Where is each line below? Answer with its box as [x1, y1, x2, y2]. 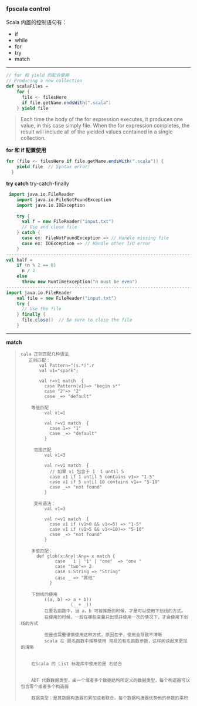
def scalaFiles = [6, 83, 49, 89]
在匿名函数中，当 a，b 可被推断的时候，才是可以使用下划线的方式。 [44, 608, 186, 614]
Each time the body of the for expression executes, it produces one [20, 116, 184, 123]
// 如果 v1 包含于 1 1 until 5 [49, 469, 124, 474]
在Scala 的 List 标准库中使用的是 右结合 [31, 661, 123, 667]
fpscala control [6, 5, 50, 13]
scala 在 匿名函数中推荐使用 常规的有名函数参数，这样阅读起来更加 [44, 638, 188, 644]
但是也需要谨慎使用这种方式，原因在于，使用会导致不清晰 [44, 631, 162, 638]
